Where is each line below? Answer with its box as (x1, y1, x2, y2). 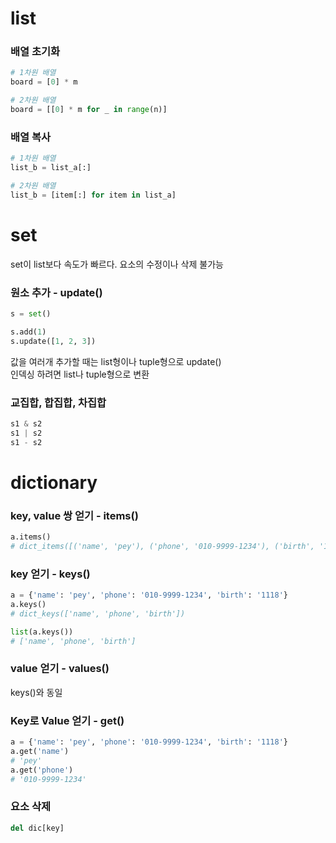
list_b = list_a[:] (10, 163, 92, 173)
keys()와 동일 (10, 686, 63, 698)
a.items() (10, 532, 52, 542)
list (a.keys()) (10, 627, 74, 637)
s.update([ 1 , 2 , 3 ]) (10, 336, 97, 346)
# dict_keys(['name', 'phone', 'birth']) (10, 608, 186, 619)
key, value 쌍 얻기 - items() (10, 508, 139, 522)
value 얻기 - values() (10, 662, 110, 676)
